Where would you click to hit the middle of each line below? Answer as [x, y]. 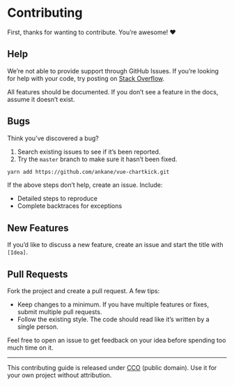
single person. [38, 327]
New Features [38, 228]
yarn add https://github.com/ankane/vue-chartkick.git [88, 172]
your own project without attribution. [60, 376]
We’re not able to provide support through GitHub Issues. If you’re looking [113, 70]
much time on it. [30, 348]
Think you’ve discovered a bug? [53, 138]
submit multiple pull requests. [60, 312]
